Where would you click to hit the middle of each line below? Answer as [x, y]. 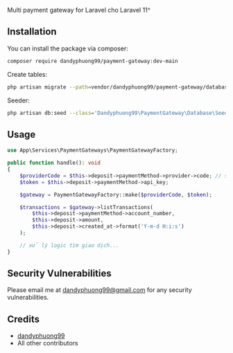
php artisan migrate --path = [49, 87]
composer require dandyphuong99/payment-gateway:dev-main [93, 61]
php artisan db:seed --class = [51, 113]
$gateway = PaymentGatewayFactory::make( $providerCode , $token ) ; [116, 194]
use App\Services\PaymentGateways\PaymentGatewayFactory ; [93, 151]
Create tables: [27, 74]
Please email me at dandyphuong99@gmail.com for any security [100, 290]
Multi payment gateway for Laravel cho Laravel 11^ [79, 10]
